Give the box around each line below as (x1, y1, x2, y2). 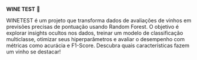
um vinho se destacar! (6, 48, 61, 55)
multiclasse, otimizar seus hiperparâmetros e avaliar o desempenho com (6, 36, 185, 42)
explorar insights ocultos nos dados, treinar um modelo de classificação (6, 29, 183, 36)
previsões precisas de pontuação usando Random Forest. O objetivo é (6, 24, 179, 30)
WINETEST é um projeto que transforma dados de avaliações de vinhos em (6, 17, 192, 24)
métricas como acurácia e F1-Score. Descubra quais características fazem (6, 42, 190, 49)
